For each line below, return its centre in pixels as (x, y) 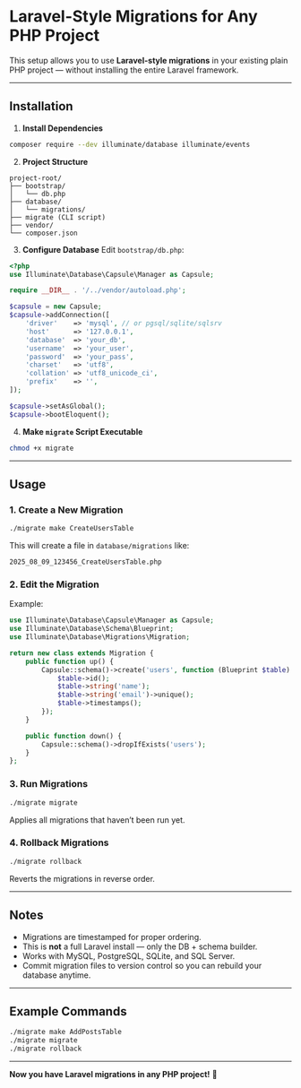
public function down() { (74, 736)
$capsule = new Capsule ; (56, 307)
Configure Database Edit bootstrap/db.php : (103, 249)
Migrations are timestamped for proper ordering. (112, 937)
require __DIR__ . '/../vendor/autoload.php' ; (98, 290)
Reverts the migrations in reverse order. (82, 878)
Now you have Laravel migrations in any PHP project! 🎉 (113, 1074)
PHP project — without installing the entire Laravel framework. (124, 70)
